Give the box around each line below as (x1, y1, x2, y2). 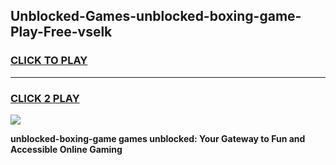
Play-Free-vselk (10, 24, 113, 41)
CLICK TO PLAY (10, 54, 88, 68)
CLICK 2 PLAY (10, 91, 80, 105)
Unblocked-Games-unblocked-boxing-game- (10, 8, 302, 25)
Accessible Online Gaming (10, 143, 123, 155)
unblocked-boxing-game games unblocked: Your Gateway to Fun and (10, 132, 306, 144)
